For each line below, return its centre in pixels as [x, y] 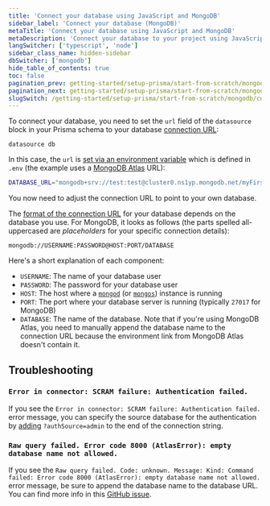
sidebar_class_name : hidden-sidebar [70, 53]
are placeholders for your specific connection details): [139, 231]
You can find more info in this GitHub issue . [80, 494]
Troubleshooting [51, 370]
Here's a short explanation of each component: [86, 261]
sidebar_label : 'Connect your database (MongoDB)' [95, 23]
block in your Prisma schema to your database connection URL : [114, 130]
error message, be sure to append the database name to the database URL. [133, 486]
